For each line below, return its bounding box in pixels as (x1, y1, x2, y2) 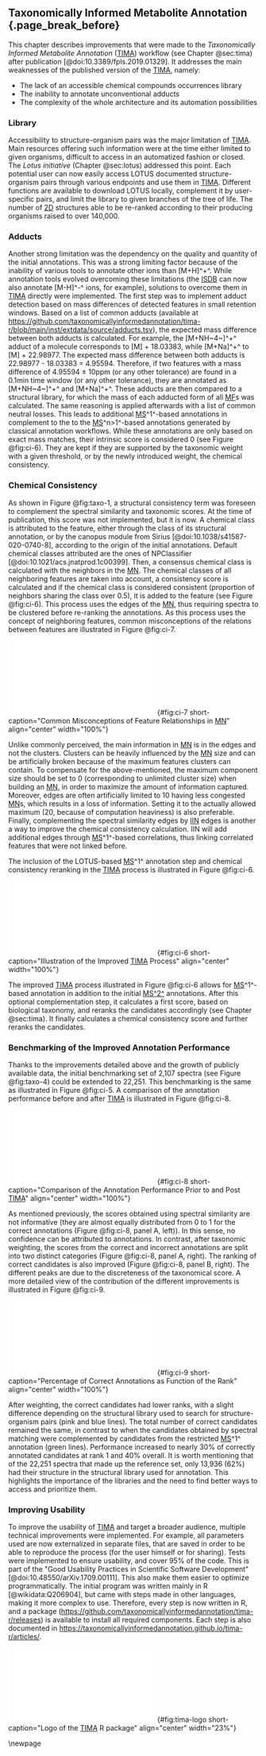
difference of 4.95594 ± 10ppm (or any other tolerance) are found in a (8, 367, 237, 376)
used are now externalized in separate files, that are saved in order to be (8, 1539, 246, 1549)
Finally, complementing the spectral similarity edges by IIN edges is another (8, 816, 256, 825)
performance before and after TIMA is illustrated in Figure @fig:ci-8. (8, 1094, 232, 1103)
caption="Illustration (8, 956, 75, 966)
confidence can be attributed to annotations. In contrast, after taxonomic (8, 1234, 246, 1244)
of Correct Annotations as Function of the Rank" (79, 1376, 237, 1385)
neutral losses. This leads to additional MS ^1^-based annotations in (8, 409, 228, 419)
